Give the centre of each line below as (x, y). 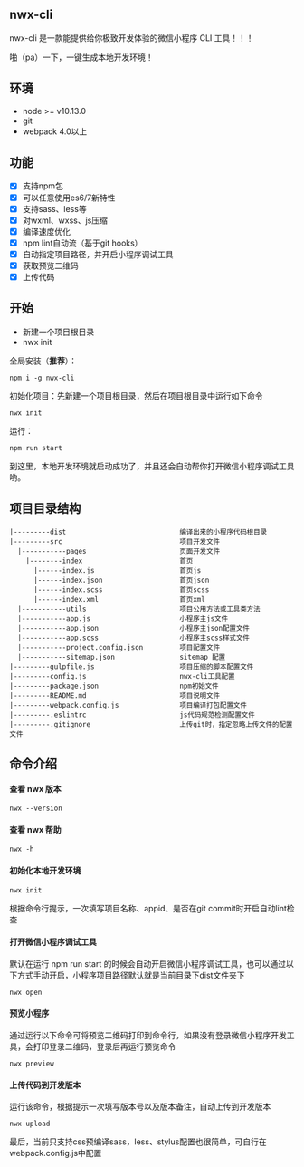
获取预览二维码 (50, 265)
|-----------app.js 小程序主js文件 (123, 618)
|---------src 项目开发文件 (115, 541)
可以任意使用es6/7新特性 (69, 198)
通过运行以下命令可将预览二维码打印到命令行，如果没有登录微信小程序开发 (148, 1036)
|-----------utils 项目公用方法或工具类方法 (139, 609)
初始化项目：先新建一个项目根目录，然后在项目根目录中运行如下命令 (136, 395)
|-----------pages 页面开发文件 (119, 551)
